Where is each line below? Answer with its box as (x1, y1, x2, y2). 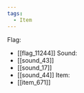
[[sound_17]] (17, 63, 52, 72)
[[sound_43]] (17, 56, 54, 64)
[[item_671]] (17, 78, 51, 86)
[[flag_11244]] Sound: (17, 49, 78, 57)
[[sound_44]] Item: (17, 70, 70, 79)
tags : (7, 10, 23, 17)
